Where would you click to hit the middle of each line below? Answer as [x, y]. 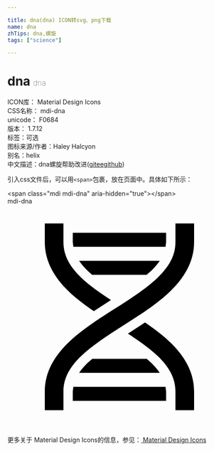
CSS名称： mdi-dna [36, 111]
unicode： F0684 [33, 120]
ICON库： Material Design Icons [54, 102]
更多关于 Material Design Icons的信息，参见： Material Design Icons [107, 440]
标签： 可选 [23, 138]
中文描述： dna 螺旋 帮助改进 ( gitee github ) [66, 164]
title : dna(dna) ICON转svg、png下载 [59, 20]
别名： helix [24, 155]
